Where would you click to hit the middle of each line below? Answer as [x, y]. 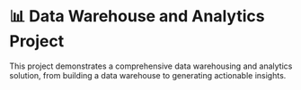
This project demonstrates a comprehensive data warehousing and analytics [151, 66]
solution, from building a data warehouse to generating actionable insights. [148, 75]
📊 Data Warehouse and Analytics [137, 16]
